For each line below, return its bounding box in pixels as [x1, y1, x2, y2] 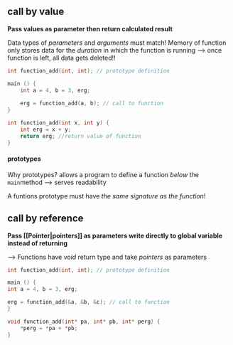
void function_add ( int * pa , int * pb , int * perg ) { [7, 318, 161, 325]
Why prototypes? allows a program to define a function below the [7, 170, 199, 179]
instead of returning [7, 238, 67, 248]
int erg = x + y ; [20, 126, 72, 133]
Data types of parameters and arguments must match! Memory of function [7, 38, 227, 47]
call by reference [7, 213, 84, 225]
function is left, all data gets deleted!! [7, 53, 116, 62]
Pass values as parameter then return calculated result [7, 24, 173, 33]
